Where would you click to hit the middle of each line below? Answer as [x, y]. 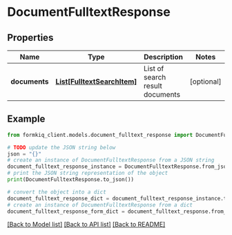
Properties [30, 38]
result [153, 86]
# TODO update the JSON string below [61, 147]
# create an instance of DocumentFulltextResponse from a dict [100, 205]
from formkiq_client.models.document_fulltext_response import [100, 135]
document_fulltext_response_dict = [58, 198]
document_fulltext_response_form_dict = [66, 211]
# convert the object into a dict [57, 192]
